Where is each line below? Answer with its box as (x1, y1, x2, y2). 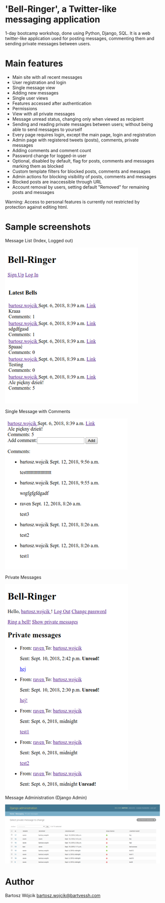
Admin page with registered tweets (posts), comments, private (12, 137, 139, 143)
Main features (5, 58, 63, 69)
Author (5, 876, 34, 887)
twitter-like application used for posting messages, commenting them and (5, 35, 155, 41)
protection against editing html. (5, 204, 68, 210)
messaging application (5, 14, 101, 25)
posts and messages (12, 189, 55, 195)
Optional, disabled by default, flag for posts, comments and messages (12, 158, 155, 163)
